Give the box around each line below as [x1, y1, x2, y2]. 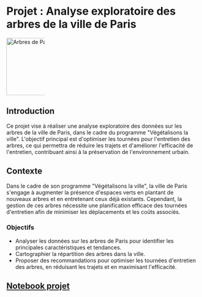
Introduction [6, 106, 55, 117]
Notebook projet [6, 281, 70, 291]
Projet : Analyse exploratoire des [6, 4, 176, 18]
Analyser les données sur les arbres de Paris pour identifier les [15, 237, 174, 244]
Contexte [6, 166, 43, 177]
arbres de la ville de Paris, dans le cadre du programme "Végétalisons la [6, 128, 189, 136]
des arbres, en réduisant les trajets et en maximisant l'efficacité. [15, 263, 177, 270]
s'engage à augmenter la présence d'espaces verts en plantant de [6, 188, 174, 196]
